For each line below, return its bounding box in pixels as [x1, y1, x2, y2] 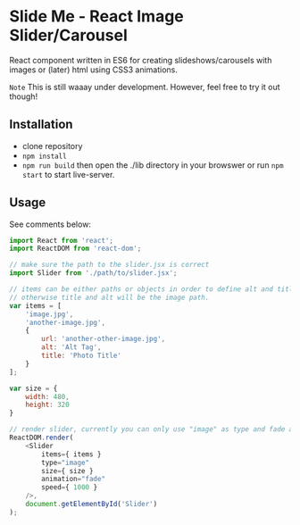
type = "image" [41, 458, 90, 467]
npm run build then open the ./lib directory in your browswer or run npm [21, 159, 284, 171]
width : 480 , [25, 392, 70, 401]
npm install [21, 152, 67, 161]
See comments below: [9, 219, 92, 229]
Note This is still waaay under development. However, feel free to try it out [9, 81, 280, 92]
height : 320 [25, 400, 70, 410]
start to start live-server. [21, 169, 115, 179]
